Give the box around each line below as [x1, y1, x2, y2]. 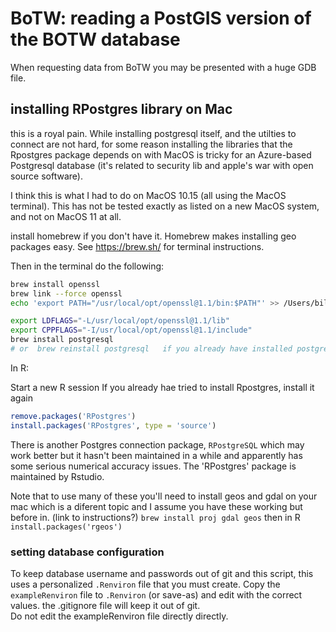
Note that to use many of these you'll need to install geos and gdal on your [10, 490, 318, 502]
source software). [10, 170, 83, 182]
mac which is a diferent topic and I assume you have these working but [10, 500, 303, 512]
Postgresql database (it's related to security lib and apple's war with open [10, 159, 314, 171]
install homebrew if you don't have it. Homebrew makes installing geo [10, 230, 297, 242]
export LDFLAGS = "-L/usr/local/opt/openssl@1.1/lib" [10, 316, 230, 326]
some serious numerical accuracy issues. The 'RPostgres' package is [10, 460, 297, 472]
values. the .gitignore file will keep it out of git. [10, 599, 201, 611]
